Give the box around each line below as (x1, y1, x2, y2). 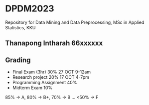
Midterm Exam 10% (12, 85, 53, 91)
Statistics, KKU (5, 24, 36, 30)
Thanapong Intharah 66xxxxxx (5, 39, 103, 48)
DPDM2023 (5, 3, 54, 14)
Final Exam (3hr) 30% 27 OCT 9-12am (12, 69, 91, 75)
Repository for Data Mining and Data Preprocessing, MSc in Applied (5, 19, 145, 25)
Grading (5, 55, 31, 64)
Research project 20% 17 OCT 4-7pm (12, 74, 90, 80)
